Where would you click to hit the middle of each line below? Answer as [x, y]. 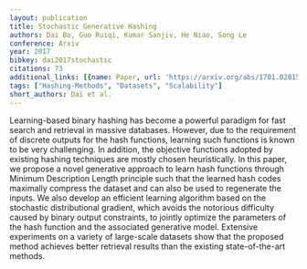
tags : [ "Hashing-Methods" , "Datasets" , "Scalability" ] [116, 86]
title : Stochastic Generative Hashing [83, 26]
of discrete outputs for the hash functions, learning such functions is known [152, 140]
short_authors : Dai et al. [61, 94]
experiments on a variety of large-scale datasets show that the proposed [147, 236]
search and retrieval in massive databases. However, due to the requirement [153, 129]
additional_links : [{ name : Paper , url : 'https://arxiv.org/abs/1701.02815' [157, 78]
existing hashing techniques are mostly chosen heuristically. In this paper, [148, 159]
